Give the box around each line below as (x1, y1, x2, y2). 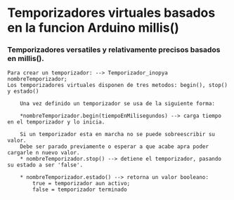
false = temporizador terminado (32, 186, 128, 194)
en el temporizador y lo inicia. (7, 119, 105, 126)
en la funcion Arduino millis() (7, 20, 179, 36)
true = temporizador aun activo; (32, 180, 131, 187)
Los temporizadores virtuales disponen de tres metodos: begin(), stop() (7, 82, 228, 89)
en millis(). (7, 54, 44, 64)
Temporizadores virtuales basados (7, 5, 216, 21)
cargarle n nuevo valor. (7, 149, 80, 156)
